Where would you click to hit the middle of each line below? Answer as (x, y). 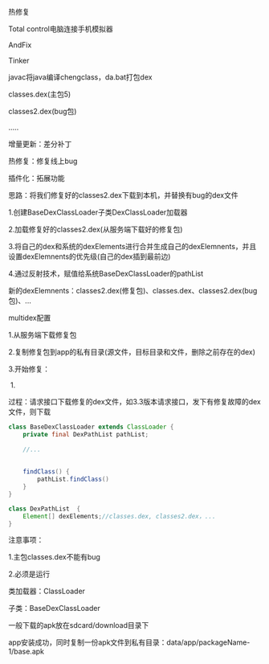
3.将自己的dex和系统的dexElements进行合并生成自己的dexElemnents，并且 (132, 246)
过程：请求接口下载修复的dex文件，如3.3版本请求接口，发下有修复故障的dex (134, 402)
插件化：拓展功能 (37, 178)
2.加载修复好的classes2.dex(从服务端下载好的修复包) (96, 229)
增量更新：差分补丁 (40, 144)
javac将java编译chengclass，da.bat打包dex (80, 77)
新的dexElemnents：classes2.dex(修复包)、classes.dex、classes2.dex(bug (133, 291)
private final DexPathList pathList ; (86, 434)
